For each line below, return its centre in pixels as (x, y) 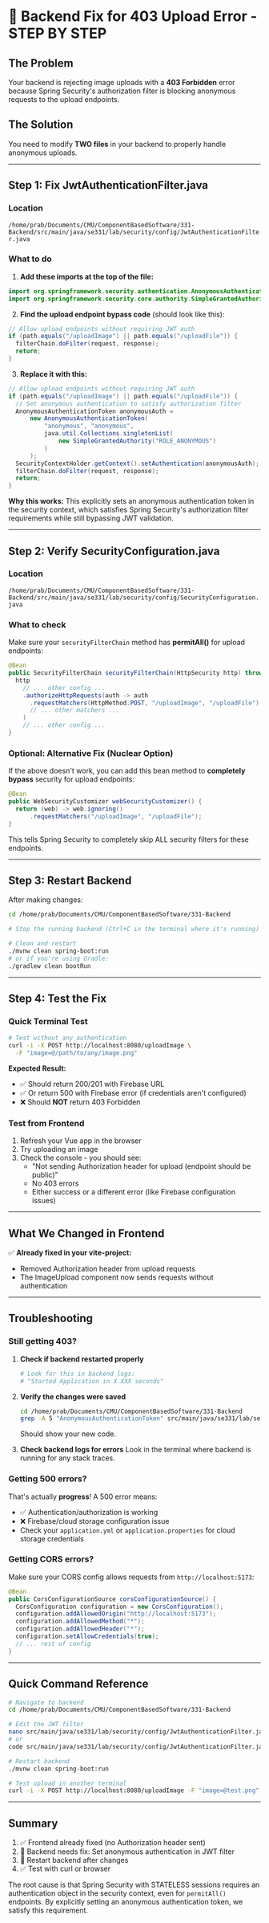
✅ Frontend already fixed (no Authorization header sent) (112, 1843)
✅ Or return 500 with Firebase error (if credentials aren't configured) (133, 1092)
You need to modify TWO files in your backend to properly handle (117, 144)
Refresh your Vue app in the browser (80, 1141)
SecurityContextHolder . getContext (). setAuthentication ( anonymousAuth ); (138, 463)
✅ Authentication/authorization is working (89, 1512)
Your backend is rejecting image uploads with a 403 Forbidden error (122, 82)
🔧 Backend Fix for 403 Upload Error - (133, 16)
